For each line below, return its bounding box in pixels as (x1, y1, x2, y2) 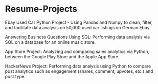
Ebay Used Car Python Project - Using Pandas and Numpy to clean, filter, (5, 19, 153, 25)
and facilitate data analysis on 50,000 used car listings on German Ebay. (5, 24, 151, 30)
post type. (5, 73, 26, 79)
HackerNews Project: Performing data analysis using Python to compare (5, 63, 151, 69)
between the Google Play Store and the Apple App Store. (5, 53, 120, 59)
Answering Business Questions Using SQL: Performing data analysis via (5, 34, 150, 40)
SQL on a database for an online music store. (5, 39, 96, 45)
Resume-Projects (5, 3, 77, 15)
